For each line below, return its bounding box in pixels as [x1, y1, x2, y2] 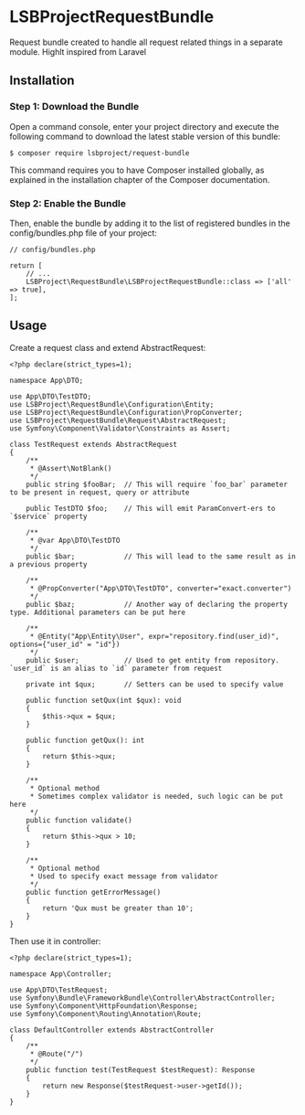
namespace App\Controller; [9, 969, 112, 979]
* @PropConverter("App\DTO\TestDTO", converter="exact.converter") [29, 583, 292, 593]
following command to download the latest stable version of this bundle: [9, 131, 281, 142]
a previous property [9, 559, 89, 568]
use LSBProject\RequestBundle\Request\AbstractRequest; [9, 416, 226, 425]
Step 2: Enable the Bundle [9, 196, 126, 209]
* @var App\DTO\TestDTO [29, 536, 121, 545]
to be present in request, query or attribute [9, 487, 190, 497]
